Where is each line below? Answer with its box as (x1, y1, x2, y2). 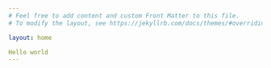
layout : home (8, 34, 52, 42)
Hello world (8, 48, 48, 56)
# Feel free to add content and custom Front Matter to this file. (8, 11, 240, 20)
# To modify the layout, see (8, 19, 106, 27)
